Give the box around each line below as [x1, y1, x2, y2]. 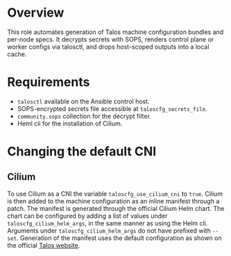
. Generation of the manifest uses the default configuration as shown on [16, 234, 222, 242]
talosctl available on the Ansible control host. [17, 97, 151, 105]
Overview [7, 5, 65, 21]
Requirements [7, 74, 90, 90]
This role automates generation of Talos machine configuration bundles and [7, 28, 224, 36]
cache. [7, 50, 27, 58]
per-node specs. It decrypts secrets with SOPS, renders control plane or [7, 35, 214, 43]
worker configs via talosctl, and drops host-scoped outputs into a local [7, 42, 209, 51]
